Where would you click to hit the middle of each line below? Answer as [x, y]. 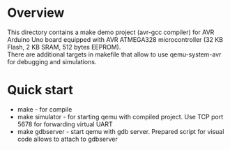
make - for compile [45, 109]
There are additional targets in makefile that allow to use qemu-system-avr [114, 54]
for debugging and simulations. [52, 61]
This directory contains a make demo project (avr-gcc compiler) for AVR [111, 32]
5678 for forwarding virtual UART [65, 124]
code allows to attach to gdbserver [67, 139]
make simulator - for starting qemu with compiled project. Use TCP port [120, 117]
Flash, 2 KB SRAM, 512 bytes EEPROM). [64, 47]
